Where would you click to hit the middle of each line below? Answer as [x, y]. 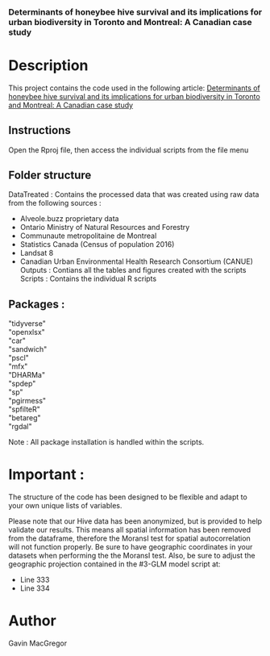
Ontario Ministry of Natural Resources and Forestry [105, 228]
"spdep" [22, 384]
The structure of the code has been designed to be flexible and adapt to [128, 497]
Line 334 [35, 588]
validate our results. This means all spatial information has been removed [130, 530]
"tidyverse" [27, 324]
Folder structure [50, 175]
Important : [46, 475]
